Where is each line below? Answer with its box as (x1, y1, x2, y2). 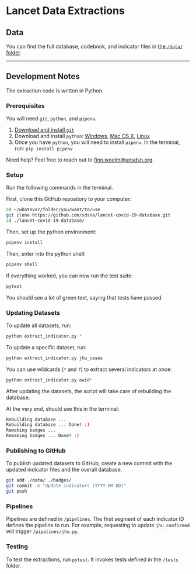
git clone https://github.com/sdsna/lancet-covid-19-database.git (6, 212, 171, 218)
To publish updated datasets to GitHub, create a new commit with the (6, 460, 173, 467)
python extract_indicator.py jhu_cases (6, 355, 103, 361)
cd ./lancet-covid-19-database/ (6, 218, 85, 224)
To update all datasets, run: (6, 322, 72, 329)
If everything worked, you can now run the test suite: (6, 272, 133, 279)
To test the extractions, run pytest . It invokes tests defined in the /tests (6, 556, 179, 563)
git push (6, 489, 27, 494)
